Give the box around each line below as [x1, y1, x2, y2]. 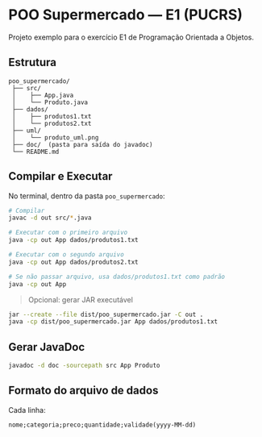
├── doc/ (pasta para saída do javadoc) [11, 140, 153, 148]
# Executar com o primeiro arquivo [8, 228, 128, 237]
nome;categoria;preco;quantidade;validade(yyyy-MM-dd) [8, 421, 197, 429]
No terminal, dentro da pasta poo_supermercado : [8, 191, 165, 201]
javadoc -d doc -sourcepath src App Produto [8, 361, 160, 370]
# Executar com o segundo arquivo [8, 251, 125, 259]
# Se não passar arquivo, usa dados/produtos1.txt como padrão [8, 273, 226, 281]
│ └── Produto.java [11, 98, 89, 106]
